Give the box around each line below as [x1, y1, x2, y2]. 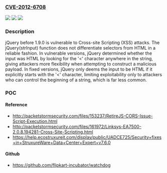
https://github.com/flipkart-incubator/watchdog [12, 162, 111, 168]
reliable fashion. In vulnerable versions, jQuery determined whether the [5, 50, 152, 56]
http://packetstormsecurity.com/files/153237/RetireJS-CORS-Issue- [12, 113, 153, 119]
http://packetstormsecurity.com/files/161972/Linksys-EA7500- [12, 123, 142, 129]
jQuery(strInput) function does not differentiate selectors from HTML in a [5, 45, 156, 51]
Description [5, 28, 35, 35]
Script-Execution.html [12, 118, 58, 124]
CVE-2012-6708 [5, 4, 46, 11]
